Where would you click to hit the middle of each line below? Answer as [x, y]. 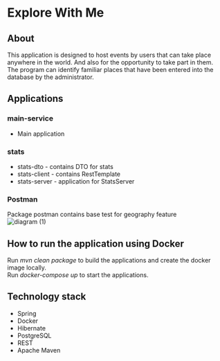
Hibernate [31, 328]
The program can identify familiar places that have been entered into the [110, 70]
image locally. [27, 267]
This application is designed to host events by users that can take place [109, 55]
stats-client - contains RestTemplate [69, 174]
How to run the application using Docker [96, 244]
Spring [27, 313]
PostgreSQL [34, 335]
